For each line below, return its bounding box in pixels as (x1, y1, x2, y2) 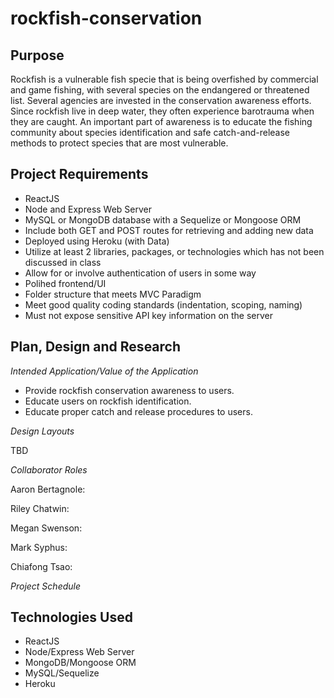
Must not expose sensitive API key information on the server (24, 309, 274, 321)
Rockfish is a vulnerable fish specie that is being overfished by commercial (10, 73, 319, 85)
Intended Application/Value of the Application (10, 365, 199, 377)
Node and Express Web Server (24, 203, 153, 215)
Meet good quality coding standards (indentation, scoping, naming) (24, 298, 303, 311)
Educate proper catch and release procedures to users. (24, 405, 253, 417)
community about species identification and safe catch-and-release (10, 127, 291, 138)
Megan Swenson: (10, 522, 83, 534)
